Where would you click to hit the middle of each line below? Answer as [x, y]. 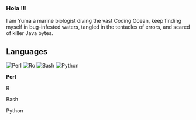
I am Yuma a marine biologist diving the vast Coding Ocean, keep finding [94, 21]
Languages [27, 52]
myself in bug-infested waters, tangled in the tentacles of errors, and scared [98, 27]
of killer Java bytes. [30, 33]
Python [15, 111]
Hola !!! [17, 8]
